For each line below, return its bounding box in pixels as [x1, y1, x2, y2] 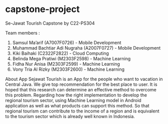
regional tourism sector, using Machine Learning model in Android [5, 97, 141, 103]
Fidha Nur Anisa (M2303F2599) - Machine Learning [12, 61, 120, 67]
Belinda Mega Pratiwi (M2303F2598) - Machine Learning [12, 55, 131, 61]
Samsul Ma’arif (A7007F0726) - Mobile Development [12, 39, 121, 46]
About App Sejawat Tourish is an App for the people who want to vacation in [5, 76, 163, 82]
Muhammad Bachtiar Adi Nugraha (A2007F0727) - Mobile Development [12, 45, 161, 51]
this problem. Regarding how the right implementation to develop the [5, 92, 147, 98]
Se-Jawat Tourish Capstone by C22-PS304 [5, 20, 95, 26]
